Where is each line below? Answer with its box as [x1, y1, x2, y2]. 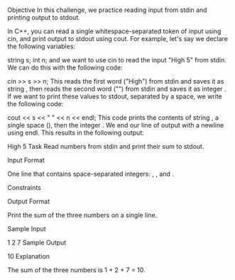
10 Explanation [7, 252, 50, 261]
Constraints [7, 184, 41, 192]
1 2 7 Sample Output [7, 238, 67, 247]
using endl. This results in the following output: [7, 128, 144, 137]
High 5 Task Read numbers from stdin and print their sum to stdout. [7, 142, 204, 151]
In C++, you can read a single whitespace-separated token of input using [7, 27, 222, 35]
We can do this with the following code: [7, 63, 123, 72]
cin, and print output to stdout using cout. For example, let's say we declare [7, 35, 229, 43]
